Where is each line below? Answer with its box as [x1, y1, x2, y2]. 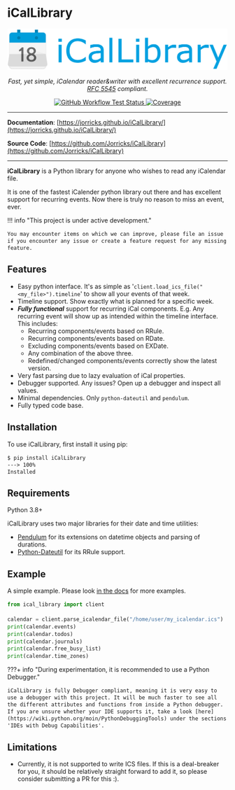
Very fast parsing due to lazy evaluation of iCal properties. [17, 371, 185, 379]
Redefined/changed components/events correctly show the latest [27, 356, 218, 365]
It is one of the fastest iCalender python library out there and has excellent [7, 188, 222, 196]
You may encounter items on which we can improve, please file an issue [7, 230, 224, 237]
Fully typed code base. [17, 401, 84, 409]
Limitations [7, 741, 57, 753]
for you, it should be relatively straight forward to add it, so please [17, 767, 208, 775]
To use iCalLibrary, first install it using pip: [7, 439, 128, 449]
